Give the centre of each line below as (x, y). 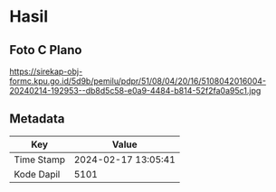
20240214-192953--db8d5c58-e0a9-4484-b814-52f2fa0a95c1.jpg (135, 91)
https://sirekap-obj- (46, 71)
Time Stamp (40, 160)
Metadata (37, 119)
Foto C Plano (46, 50)
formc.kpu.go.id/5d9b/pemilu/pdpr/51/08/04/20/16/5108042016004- (138, 81)
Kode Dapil (37, 174)
